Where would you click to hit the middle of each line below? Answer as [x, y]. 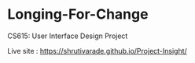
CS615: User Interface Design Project [68, 36]
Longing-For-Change [78, 14]
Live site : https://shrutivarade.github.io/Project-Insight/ [97, 51]
